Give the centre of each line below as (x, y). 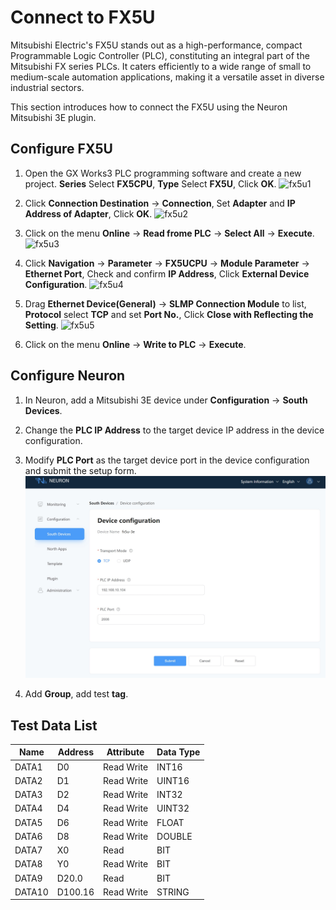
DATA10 (31, 892)
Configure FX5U (61, 149)
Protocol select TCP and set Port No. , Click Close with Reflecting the (169, 314)
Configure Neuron (68, 376)
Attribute (125, 752)
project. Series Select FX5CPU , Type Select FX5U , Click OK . (150, 183)
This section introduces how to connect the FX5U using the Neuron (149, 107)
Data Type (178, 752)
